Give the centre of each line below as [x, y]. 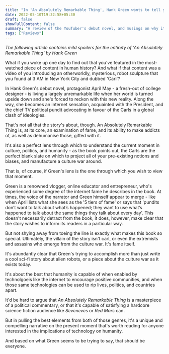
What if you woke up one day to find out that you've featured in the [75, 63]
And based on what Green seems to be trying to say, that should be [75, 341]
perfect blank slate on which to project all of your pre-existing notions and [82, 156]
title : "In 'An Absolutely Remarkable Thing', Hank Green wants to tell [83, 10]
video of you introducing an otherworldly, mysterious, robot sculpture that [82, 73]
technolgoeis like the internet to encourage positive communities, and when [84, 279]
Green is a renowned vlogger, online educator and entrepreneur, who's [79, 186]
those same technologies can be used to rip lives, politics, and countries [80, 285]
